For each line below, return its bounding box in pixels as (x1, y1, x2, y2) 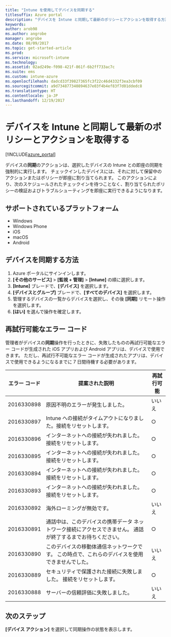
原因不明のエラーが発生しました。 (45, 401, 128, 408)
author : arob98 (5, 27, 38, 32)
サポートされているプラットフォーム (5, 204, 119, 213)
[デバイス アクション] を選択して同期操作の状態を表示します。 (5, 626, 135, 632)
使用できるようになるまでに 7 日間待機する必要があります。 (14, 358, 139, 365)
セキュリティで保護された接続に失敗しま (45, 568, 142, 575)
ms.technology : (5, 60, 38, 65)
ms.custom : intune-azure (5, 74, 58, 79)
